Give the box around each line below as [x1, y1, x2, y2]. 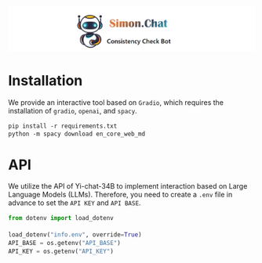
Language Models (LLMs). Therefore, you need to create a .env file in [8, 190, 233, 200]
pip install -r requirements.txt [8, 122, 118, 130]
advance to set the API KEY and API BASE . [8, 198, 141, 207]
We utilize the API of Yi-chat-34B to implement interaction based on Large [8, 182, 248, 191]
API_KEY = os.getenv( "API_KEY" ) [8, 247, 114, 255]
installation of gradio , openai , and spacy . [8, 106, 137, 115]
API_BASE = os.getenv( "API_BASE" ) [8, 240, 122, 247]
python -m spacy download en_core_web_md [8, 130, 146, 138]
